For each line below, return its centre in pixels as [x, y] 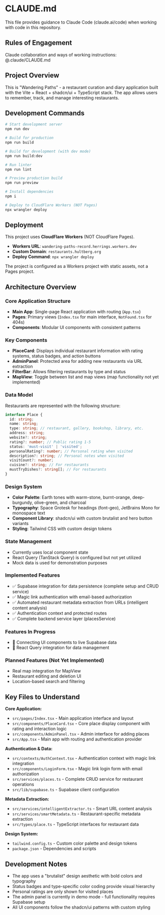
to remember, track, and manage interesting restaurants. [62, 98]
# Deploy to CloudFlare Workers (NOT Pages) [51, 205]
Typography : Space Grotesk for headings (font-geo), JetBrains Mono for [86, 508]
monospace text [28, 513]
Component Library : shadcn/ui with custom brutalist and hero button [82, 518]
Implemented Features [33, 575]
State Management [28, 541]
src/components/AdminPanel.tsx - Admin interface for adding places [81, 734]
